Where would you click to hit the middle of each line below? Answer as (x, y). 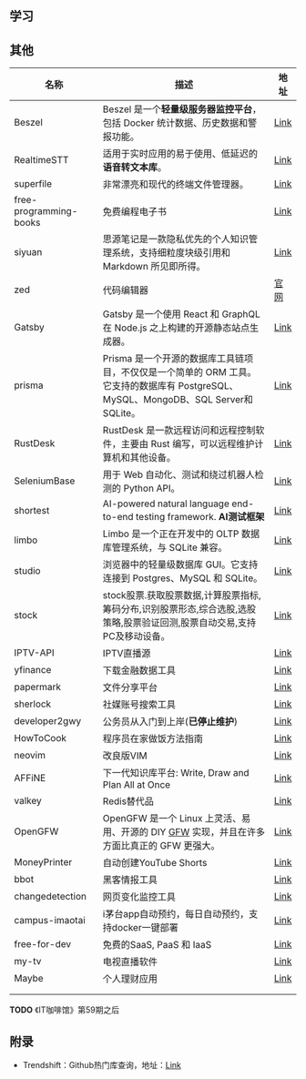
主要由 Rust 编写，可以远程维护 (188, 444)
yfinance (33, 670)
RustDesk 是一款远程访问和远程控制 (179, 431)
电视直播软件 (130, 962)
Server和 (234, 400)
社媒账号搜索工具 (139, 705)
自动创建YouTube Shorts (155, 863)
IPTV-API (34, 653)
